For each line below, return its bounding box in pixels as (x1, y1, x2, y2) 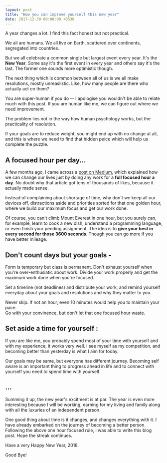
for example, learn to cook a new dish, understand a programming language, (5, 220, 163, 226)
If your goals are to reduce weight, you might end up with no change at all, (5, 131, 158, 137)
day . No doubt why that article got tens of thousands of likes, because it (5, 180, 154, 186)
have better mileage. (5, 236, 47, 242)
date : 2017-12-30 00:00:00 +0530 (5, 16, 75, 21)
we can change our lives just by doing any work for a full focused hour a (5, 174, 155, 180)
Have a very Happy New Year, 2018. (5, 442, 79, 448)
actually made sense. (5, 185, 49, 191)
